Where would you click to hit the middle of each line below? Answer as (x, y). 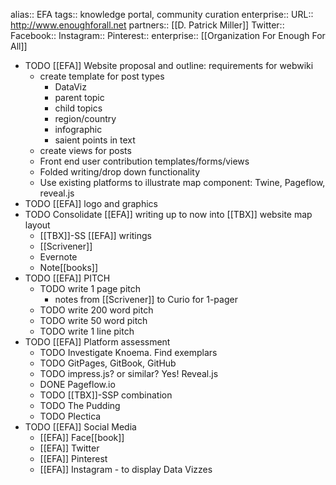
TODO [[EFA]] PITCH (67, 278)
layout (37, 225)
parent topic (79, 97)
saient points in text (95, 140)
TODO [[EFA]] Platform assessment (97, 342)
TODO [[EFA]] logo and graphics (91, 203)
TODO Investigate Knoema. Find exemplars (128, 352)
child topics (78, 108)
